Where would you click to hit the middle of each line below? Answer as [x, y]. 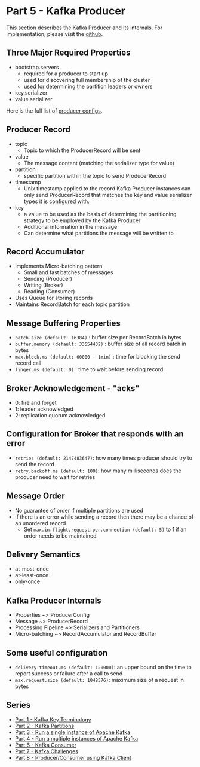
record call [28, 363]
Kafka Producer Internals [54, 600]
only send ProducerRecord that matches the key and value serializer [108, 195]
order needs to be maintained [60, 536]
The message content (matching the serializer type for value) [99, 163]
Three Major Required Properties [68, 53]
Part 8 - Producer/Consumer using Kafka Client [73, 757]
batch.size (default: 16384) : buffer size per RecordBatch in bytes [98, 338]
